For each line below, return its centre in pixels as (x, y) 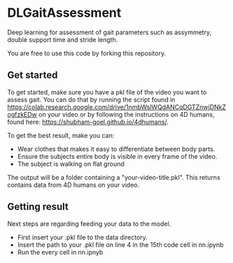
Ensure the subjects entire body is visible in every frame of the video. (117, 156)
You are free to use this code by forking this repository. (87, 53)
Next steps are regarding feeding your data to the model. (89, 223)
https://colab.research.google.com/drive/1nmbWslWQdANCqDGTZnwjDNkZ (116, 107)
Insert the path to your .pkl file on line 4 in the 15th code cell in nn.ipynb (120, 244)
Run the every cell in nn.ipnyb (60, 252)
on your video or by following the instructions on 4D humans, (126, 114)
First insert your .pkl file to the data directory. (83, 237)
